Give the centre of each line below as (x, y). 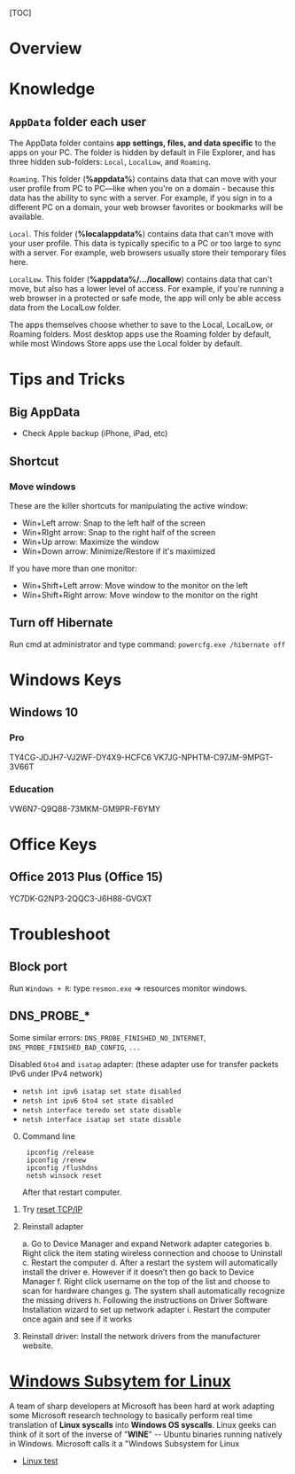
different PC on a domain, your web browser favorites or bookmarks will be (146, 207)
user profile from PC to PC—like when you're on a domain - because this (142, 189)
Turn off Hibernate (61, 623)
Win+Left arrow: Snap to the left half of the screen (114, 523)
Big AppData (45, 412)
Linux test (40, 1461)
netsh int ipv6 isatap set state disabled (101, 1091)
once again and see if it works (77, 1319)
